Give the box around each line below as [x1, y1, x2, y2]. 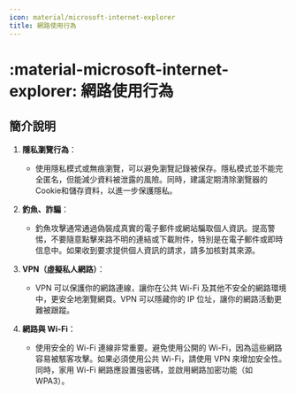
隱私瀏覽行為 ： [21, 143, 77, 155]
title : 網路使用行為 [9, 21, 77, 30]
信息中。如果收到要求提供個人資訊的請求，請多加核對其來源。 [34, 244, 261, 255]
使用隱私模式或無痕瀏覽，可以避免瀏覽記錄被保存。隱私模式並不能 [34, 163, 276, 174]
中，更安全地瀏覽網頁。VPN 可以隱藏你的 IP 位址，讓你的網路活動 [34, 293, 275, 304]
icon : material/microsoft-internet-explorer [9, 12, 176, 22]
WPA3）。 [34, 375, 70, 386]
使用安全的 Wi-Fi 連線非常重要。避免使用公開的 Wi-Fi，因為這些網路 [34, 342, 283, 352]
